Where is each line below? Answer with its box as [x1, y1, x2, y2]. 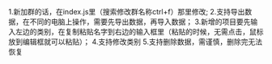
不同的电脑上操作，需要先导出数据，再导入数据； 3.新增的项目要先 [29, 17, 251, 26]
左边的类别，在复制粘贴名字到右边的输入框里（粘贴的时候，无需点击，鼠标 [15, 27, 264, 36]
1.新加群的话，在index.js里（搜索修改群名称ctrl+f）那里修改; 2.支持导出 [8, 7, 245, 16]
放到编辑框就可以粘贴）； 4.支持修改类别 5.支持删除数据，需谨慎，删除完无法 [8, 37, 263, 46]
